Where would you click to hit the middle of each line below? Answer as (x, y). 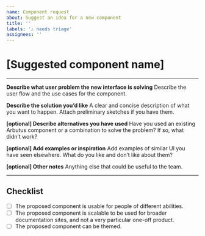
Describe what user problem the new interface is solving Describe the (96, 87)
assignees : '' (24, 35)
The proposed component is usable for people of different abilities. (99, 206)
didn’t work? (22, 137)
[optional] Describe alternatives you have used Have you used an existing (101, 124)
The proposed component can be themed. (68, 226)
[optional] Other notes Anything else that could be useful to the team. (95, 167)
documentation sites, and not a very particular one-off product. (95, 220)
